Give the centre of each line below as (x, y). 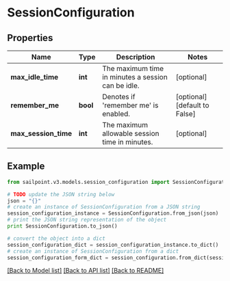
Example (26, 166)
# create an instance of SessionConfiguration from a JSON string (104, 207)
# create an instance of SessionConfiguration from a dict (93, 251)
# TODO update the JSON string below (61, 194)
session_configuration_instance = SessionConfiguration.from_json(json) (113, 213)
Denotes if (119, 97)
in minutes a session (135, 77)
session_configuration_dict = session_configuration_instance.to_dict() (113, 245)
